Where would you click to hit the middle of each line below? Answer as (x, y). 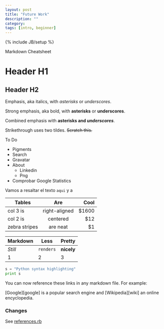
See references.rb (23, 322)
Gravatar (21, 160)
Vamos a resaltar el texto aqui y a (39, 190)
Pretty (68, 241)
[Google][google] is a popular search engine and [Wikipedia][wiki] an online (82, 292)
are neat (58, 227)
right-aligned (58, 211)
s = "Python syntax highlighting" (41, 269)
